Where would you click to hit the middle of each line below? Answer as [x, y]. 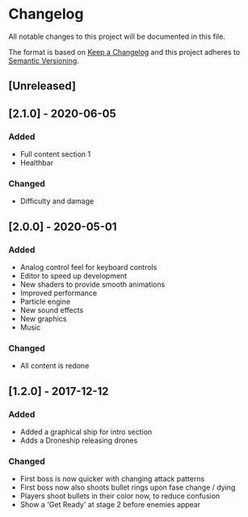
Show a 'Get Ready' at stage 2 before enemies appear [110, 505]
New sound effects [52, 310]
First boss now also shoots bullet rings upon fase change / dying [128, 488]
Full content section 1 [55, 154]
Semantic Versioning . [44, 61]
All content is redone [55, 366]
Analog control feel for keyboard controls [88, 267]
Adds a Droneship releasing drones [79, 440]
